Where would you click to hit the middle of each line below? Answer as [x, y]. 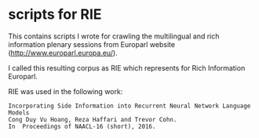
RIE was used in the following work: [66, 91]
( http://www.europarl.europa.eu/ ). [63, 53]
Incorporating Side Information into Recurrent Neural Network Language [129, 106]
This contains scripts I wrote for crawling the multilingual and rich [114, 36]
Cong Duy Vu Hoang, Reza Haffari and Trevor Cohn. [93, 119]
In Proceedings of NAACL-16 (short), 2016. [82, 126]
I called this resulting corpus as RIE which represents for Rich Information [127, 67]
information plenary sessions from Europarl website [91, 44]
